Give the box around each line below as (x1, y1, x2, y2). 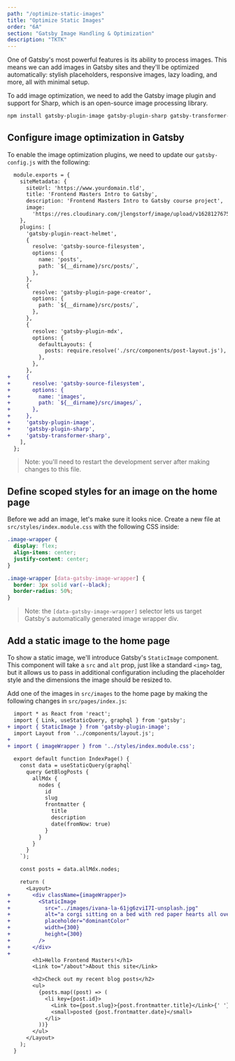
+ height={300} (7, 931, 83, 938)
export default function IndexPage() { (13, 755, 130, 762)
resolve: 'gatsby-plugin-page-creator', (32, 289, 152, 296)
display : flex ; (13, 542, 58, 550)
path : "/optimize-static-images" (7, 10, 105, 18)
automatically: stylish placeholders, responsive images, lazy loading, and (7, 71, 218, 79)
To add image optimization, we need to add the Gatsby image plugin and (7, 92, 216, 100)
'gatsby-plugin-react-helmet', (25, 230, 117, 237)
